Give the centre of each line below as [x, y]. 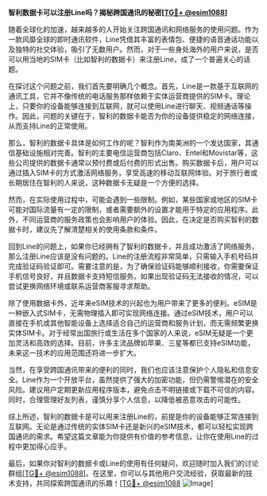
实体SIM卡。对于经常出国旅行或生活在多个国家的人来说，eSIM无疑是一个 [127, 333]
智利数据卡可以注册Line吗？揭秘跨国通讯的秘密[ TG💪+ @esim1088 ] [118, 12]
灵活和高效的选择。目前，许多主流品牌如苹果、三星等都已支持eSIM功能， [135, 343]
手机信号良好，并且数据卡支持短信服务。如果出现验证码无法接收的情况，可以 [133, 276]
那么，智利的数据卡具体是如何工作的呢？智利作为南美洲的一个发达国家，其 [130, 143]
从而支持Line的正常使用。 [50, 126]
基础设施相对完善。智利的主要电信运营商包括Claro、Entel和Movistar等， [133, 153]
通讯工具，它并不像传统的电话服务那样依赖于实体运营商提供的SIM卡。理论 [130, 96]
